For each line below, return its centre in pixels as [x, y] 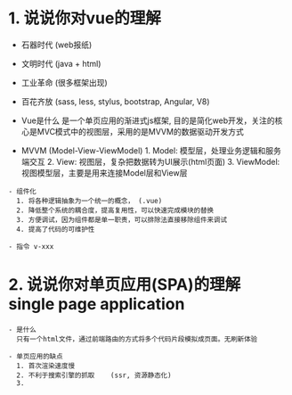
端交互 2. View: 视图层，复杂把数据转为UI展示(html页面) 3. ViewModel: [150, 161]
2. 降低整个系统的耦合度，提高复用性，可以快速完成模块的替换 [115, 210]
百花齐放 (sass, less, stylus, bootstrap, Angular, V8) [115, 101]
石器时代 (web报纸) [57, 45]
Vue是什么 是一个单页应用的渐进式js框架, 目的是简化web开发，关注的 [148, 120]
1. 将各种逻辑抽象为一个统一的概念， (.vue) [89, 201]
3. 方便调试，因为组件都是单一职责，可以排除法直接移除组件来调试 [122, 219]
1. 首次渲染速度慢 [46, 366]
